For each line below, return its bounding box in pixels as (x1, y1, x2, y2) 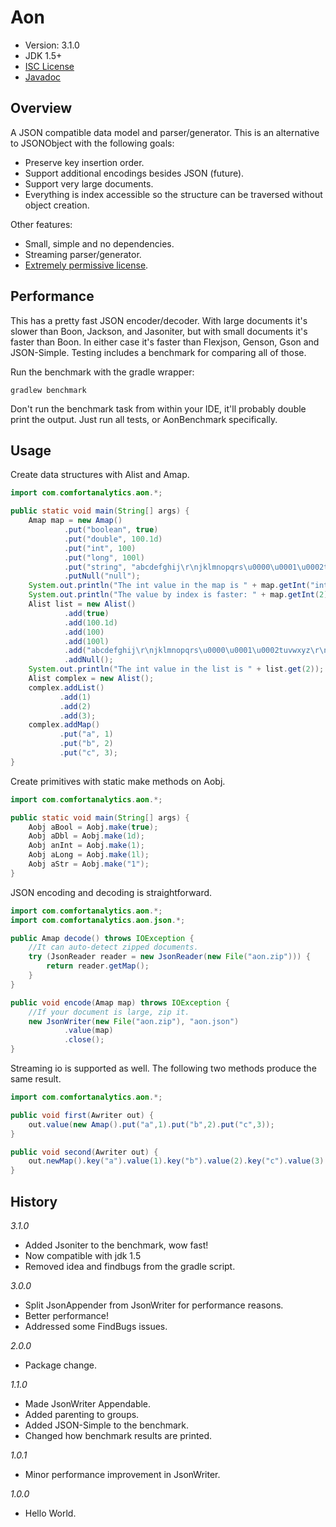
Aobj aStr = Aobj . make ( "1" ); (28, 859, 150, 869)
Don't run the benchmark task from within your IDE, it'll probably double (10, 402, 307, 415)
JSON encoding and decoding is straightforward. (10, 886, 213, 898)
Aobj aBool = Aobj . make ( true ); (28, 822, 159, 832)
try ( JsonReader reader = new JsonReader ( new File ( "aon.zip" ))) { (28, 952, 311, 962)
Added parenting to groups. (24, 1408, 140, 1420)
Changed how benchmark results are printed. (24, 1429, 213, 1441)
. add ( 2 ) (59, 701, 92, 711)
